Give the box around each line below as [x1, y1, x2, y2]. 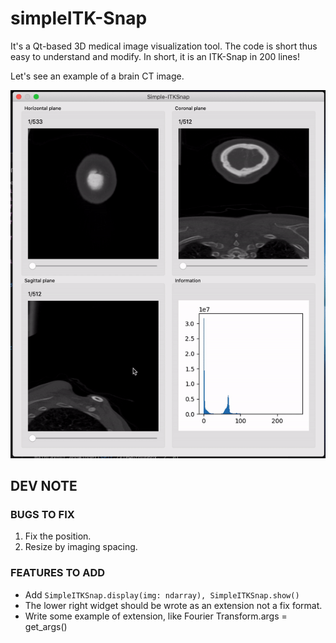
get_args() [24, 620, 68, 632]
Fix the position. [24, 530, 92, 542]
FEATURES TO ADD [10, 566, 106, 580]
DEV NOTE [10, 478, 78, 495]
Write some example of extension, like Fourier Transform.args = [24, 610, 288, 622]
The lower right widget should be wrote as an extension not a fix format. [24, 599, 323, 611]
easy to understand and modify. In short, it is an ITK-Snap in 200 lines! [10, 50, 300, 62]
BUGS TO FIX [10, 508, 75, 522]
